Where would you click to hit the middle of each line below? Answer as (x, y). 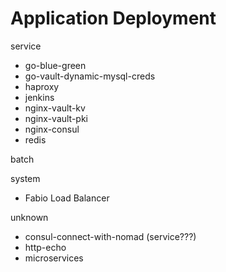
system (25, 178)
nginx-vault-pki (56, 118)
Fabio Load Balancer (67, 198)
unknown (29, 217)
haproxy (42, 86)
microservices (54, 258)
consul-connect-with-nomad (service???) (110, 236)
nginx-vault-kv (55, 108)
